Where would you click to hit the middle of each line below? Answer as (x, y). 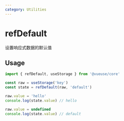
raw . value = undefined (28, 109)
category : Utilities (26, 9)
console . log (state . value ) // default (43, 114)
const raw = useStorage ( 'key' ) (37, 83)
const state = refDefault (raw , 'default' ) (48, 88)
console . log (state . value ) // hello (41, 100)
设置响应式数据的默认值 (28, 47)
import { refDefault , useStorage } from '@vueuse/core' (62, 74)
